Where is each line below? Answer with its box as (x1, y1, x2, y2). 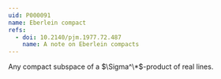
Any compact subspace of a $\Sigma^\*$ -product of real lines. (8, 62, 214, 71)
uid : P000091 (8, 11, 51, 20)
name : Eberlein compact (8, 19, 87, 27)
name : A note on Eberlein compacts (22, 41, 140, 48)
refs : (8, 26, 26, 34)
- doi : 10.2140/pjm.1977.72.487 (15, 33, 122, 41)
